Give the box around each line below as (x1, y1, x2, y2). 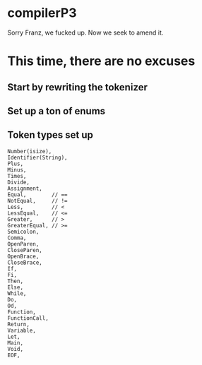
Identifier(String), (7, 154, 69, 161)
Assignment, (7, 185, 42, 192)
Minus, (7, 166, 27, 174)
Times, (7, 172, 27, 179)
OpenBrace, (7, 253, 40, 260)
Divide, (7, 179, 30, 186)
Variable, (7, 327, 37, 334)
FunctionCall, (7, 314, 49, 322)
